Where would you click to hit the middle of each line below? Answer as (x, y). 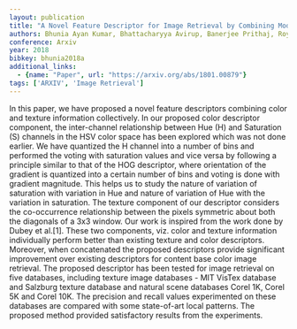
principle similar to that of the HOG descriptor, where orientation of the (138, 164)
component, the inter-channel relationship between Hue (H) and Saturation (145, 127)
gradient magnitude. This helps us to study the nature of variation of (133, 183)
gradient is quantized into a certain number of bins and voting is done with (145, 174)
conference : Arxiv (43, 42)
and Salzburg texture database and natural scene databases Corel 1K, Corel (147, 287)
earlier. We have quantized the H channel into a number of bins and (132, 146)
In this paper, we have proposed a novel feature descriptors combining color (148, 108)
